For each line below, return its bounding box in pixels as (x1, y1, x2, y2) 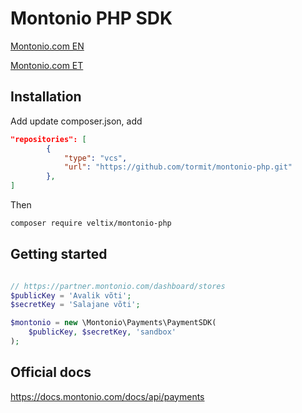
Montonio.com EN (10, 40, 85, 52)
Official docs (10, 364, 92, 381)
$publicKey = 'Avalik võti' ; (10, 290, 132, 301)
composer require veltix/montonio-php (10, 218, 172, 228)
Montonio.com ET (10, 59, 84, 71)
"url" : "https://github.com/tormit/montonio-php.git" (63, 162, 293, 172)
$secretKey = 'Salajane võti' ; (10, 300, 141, 310)
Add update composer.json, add (10, 115, 143, 127)
